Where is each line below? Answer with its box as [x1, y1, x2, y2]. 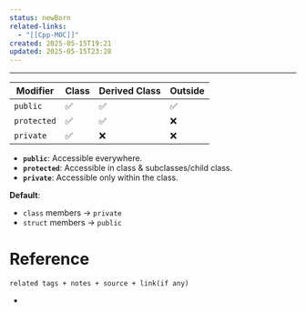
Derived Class [98, 85, 161, 97]
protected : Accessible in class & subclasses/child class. [22, 163, 233, 174]
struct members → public [22, 217, 122, 228]
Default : [9, 190, 41, 201]
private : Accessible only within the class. [22, 172, 179, 183]
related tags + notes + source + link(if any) [9, 279, 189, 288]
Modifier [15, 85, 55, 97]
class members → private [22, 207, 122, 218]
